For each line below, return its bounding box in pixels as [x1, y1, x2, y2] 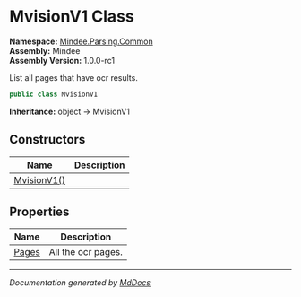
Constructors [9, 132, 86, 147]
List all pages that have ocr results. [9, 72, 139, 83]
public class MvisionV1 [9, 90, 99, 99]
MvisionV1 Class [9, 6, 134, 27]
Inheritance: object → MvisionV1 [9, 106, 130, 117]
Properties [9, 205, 70, 220]
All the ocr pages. [48, 246, 124, 258]
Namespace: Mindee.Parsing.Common [9, 36, 154, 47]
